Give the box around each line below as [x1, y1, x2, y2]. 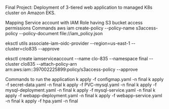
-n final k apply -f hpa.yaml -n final [5, 98, 79, 104]
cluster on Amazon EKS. [5, 10, 56, 16]
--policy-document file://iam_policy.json [19, 31, 103, 36]
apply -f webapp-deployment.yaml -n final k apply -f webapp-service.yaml [5, 93, 162, 98]
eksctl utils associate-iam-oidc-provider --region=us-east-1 [5, 40, 130, 46]
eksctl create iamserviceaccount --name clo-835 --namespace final [5, 56, 148, 62]
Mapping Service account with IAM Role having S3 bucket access [5, 20, 143, 25]
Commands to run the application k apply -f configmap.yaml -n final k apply [5, 76, 164, 82]
